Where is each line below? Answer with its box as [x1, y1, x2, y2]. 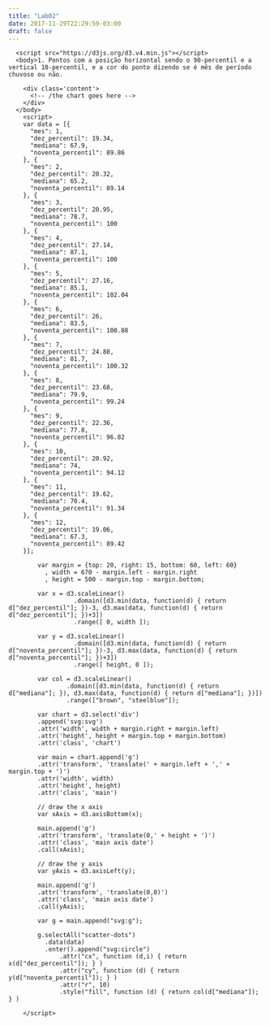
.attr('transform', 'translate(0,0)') [37, 888, 169, 897]
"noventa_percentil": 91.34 [29, 505, 126, 513]
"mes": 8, [29, 376, 63, 384]
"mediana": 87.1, [29, 249, 89, 257]
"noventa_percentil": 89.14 [29, 185, 126, 193]
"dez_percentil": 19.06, [29, 526, 114, 534]
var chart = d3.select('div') [37, 710, 139, 719]
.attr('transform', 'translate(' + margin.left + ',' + [37, 761, 230, 769]
